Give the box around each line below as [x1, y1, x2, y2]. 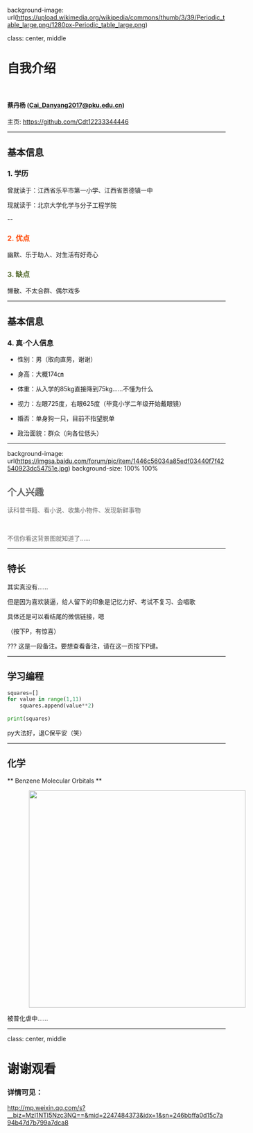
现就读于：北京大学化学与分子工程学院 [7, 201, 116, 209]
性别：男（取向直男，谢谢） [17, 355, 97, 364]
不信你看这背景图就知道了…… [7, 534, 91, 542]
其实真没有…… [7, 582, 49, 591]
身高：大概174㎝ [17, 370, 64, 378]
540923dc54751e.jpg [7, 464, 69, 473]
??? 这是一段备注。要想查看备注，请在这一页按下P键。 [7, 642, 162, 650]
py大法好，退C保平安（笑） [7, 728, 86, 737]
